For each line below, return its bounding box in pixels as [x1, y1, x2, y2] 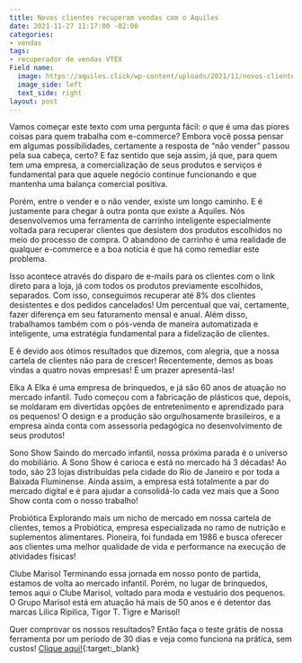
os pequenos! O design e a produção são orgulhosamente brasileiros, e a [9, 411, 281, 422]
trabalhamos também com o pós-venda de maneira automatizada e [9, 318, 259, 329]
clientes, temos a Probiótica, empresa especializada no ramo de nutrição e [9, 523, 286, 533]
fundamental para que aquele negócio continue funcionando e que [9, 169, 258, 180]
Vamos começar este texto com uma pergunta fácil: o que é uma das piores [9, 121, 290, 132]
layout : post [9, 96, 58, 106]
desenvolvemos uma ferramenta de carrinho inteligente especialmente [9, 215, 271, 226]
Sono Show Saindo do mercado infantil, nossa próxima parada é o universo [9, 447, 288, 459]
